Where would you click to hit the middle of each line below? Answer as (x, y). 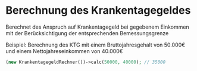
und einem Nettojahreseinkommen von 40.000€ (64, 51)
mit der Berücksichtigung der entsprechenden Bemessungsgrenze (87, 33)
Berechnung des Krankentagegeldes (98, 10)
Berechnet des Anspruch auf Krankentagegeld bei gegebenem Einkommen (97, 27)
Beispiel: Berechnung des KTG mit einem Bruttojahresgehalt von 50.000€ (96, 45)
